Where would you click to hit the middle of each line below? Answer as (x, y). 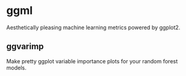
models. (16, 67)
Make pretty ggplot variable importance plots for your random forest (92, 61)
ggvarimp (25, 47)
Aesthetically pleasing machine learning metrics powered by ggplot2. (93, 27)
